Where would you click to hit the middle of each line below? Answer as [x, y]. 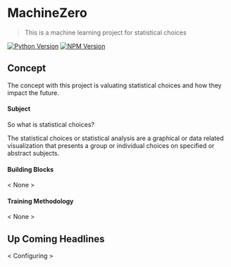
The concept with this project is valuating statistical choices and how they [114, 85]
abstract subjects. [33, 153]
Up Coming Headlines [56, 238]
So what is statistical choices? [51, 124]
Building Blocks [31, 169]
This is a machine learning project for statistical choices [105, 32]
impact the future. [33, 92]
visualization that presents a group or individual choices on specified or [111, 145]
